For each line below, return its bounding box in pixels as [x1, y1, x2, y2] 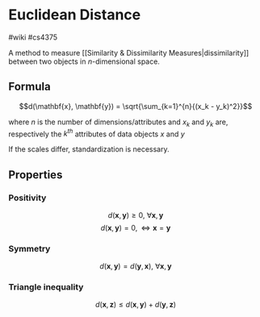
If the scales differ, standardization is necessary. [8, 144, 170, 154]
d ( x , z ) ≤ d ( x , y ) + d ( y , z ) [95, 300, 176, 310]
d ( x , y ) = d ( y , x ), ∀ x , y [99, 261, 172, 271]
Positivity [8, 192, 47, 203]
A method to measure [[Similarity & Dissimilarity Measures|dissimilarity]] [8, 48, 250, 57]
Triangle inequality [8, 282, 84, 293]
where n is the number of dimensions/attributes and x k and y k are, [8, 117, 229, 128]
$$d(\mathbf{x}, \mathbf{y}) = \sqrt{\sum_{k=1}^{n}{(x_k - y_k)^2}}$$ [19, 101, 253, 111]
